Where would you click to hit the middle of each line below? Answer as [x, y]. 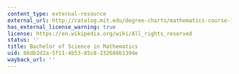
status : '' [23, 40]
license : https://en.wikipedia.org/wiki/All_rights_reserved [100, 33]
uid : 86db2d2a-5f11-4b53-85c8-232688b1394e [73, 54]
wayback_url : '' [31, 60]
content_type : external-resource [57, 14]
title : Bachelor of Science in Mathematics [73, 47]
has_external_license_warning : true [62, 27]
